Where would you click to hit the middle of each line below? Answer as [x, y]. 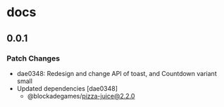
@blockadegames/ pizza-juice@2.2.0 [81, 96]
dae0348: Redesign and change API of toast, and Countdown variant [117, 73]
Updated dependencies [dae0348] [67, 88]
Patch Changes [33, 58]
